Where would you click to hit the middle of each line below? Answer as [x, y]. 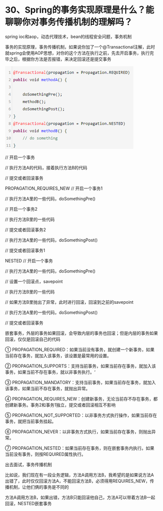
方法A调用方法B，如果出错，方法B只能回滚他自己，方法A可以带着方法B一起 [80, 497]
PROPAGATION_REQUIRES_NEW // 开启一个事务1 [54, 188]
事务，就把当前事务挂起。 [31, 421]
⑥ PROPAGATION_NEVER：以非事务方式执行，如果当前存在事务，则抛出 [78, 432]
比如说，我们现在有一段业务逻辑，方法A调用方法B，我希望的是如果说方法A [80, 474]
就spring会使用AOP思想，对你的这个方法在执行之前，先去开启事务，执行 [77, 53]
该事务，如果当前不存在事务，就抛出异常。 [48, 388]
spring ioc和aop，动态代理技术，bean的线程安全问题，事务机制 [68, 36]
